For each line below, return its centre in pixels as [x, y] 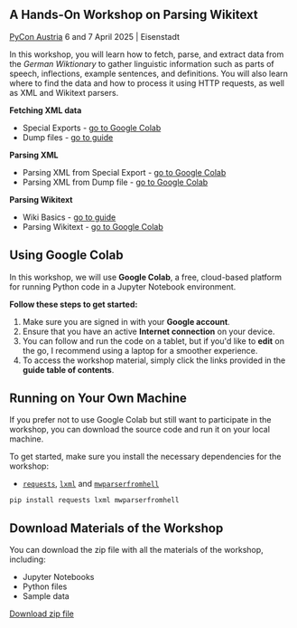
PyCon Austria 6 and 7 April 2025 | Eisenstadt [95, 36]
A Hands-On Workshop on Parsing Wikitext [134, 15]
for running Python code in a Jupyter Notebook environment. [123, 286]
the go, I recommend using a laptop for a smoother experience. [140, 350]
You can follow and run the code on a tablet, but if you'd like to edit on [153, 341]
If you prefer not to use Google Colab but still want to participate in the [140, 420]
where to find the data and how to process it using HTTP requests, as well [147, 83]
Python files [45, 586]
